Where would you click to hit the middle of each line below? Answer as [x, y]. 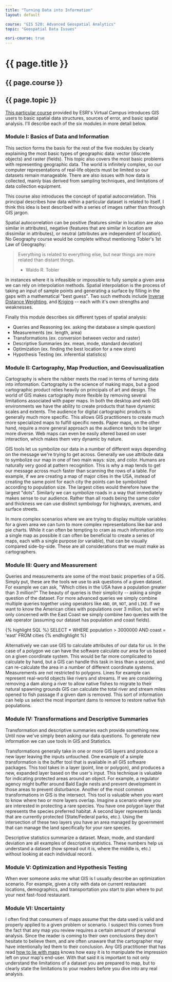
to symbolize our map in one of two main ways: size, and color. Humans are [85, 460]
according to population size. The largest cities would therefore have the [82, 487]
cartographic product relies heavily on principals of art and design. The [81, 390]
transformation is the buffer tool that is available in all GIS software [76, 762]
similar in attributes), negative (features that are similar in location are [79, 228]
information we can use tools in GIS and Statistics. [58, 741]
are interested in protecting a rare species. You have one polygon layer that [85, 806]
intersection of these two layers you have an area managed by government [85, 822]
